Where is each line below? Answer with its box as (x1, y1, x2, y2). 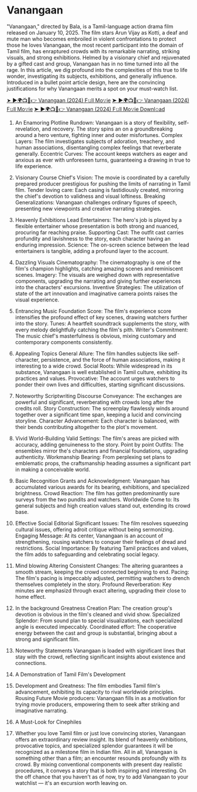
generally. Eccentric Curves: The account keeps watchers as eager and (15, 150, 188, 157)
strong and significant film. (15, 636, 80, 643)
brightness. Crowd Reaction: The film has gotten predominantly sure (15, 489, 180, 496)
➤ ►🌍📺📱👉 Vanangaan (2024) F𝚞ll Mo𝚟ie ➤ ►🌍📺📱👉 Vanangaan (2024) (6, 97, 189, 104)
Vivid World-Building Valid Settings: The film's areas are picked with (15, 434, 179, 442)
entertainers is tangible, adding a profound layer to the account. (15, 247, 169, 255)
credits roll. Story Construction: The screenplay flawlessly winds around (15, 404, 189, 412)
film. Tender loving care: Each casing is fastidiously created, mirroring (15, 186, 184, 193)
